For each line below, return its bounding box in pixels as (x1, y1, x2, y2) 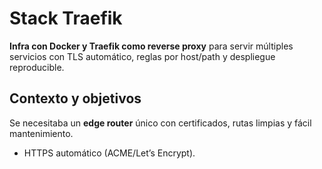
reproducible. (9, 61, 65, 73)
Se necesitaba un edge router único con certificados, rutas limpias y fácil (9, 117, 312, 129)
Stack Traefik (9, 7, 123, 30)
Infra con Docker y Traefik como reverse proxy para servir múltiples (9, 40, 294, 52)
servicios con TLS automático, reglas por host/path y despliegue (9, 50, 276, 62)
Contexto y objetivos (9, 90, 142, 107)
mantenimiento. (9, 127, 74, 139)
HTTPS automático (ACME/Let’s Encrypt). (23, 147, 196, 159)
